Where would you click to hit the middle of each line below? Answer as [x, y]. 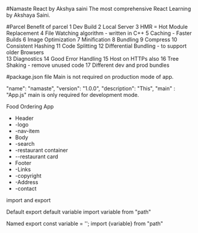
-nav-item [27, 131]
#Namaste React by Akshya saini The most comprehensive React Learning [99, 9]
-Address [26, 182]
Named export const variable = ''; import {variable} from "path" [85, 223]
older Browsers [25, 52]
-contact [26, 188]
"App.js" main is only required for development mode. [73, 95]
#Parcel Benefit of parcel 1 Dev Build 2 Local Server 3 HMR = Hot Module [97, 27]
